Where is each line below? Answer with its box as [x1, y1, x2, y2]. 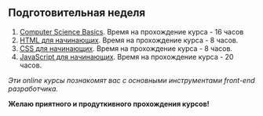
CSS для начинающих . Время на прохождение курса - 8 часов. [19, 43, 233, 53]
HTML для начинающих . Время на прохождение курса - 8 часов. [19, 35, 239, 45]
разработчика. [8, 84, 59, 93]
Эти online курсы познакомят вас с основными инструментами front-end [8, 75, 255, 85]
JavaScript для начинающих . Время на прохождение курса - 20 [19, 52, 234, 61]
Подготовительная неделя [8, 6, 146, 20]
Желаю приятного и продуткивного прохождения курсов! [8, 99, 210, 108]
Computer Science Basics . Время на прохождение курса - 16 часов [19, 27, 244, 36]
